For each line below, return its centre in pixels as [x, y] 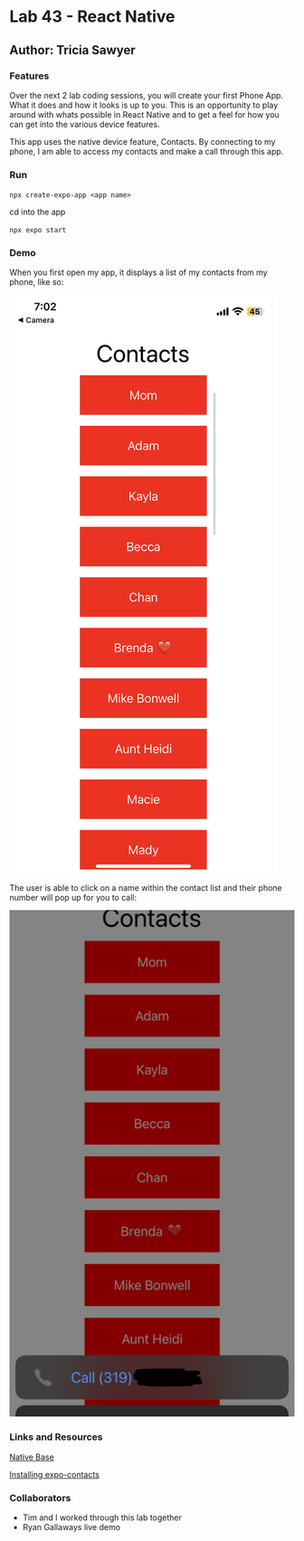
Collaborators [40, 1498]
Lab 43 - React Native [92, 17]
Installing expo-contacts [54, 1474]
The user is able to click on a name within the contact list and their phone [146, 888]
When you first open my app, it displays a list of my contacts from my [139, 272]
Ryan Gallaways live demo [71, 1527]
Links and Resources [56, 1437]
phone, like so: [37, 282]
